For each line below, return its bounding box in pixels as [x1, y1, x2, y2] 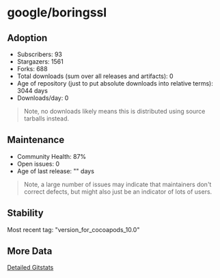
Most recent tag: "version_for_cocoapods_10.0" [7, 225, 140, 233]
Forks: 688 [16, 65, 48, 73]
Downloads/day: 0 [16, 94, 69, 102]
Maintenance [7, 134, 65, 146]
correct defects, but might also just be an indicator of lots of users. [23, 187, 212, 196]
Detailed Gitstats [7, 264, 54, 272]
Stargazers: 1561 [16, 58, 64, 66]
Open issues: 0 [16, 160, 60, 168]
